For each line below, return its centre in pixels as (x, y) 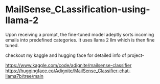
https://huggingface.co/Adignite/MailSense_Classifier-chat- (68, 71)
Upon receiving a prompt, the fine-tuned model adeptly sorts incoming (80, 34)
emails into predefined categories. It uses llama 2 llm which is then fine (80, 40)
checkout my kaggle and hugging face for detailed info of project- (75, 55)
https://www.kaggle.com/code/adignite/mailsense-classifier (68, 65)
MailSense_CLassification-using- (78, 9)
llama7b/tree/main (25, 76)
